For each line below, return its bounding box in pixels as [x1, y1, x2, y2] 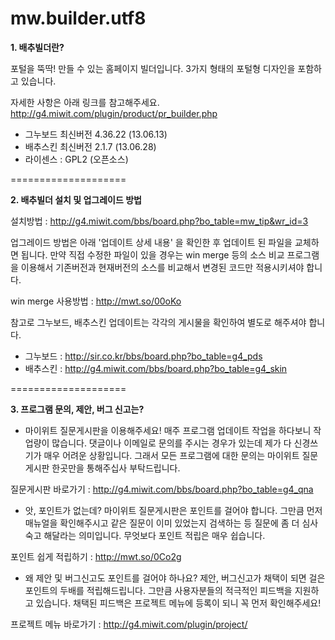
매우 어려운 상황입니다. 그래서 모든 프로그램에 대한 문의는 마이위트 [43, 449, 300, 461]
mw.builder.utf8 [10, 7, 147, 30]
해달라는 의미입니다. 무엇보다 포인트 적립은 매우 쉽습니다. [43, 529, 266, 541]
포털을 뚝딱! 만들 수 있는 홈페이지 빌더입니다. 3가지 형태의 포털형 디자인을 [10, 62, 296, 74]
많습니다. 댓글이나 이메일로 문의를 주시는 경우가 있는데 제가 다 [51, 437, 292, 449]
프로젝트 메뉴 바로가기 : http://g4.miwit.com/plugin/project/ [10, 618, 248, 630]
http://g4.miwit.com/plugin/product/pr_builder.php [10, 107, 218, 119]
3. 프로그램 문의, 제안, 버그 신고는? [10, 403, 145, 415]
